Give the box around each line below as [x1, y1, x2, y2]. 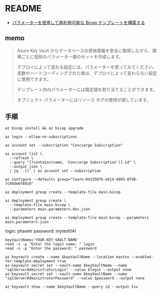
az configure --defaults [5, 177, 55, 182]
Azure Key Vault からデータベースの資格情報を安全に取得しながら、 [17, 47, 152, 54]
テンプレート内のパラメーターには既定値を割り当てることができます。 [17, 86, 157, 92]
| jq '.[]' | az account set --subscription [9, 168, 101, 173]
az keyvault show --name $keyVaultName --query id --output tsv [5, 284, 138, 289]
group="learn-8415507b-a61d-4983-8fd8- [57, 177, 138, 182]
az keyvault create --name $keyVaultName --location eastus [5, 254, 130, 259]
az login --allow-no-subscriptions [5, 134, 77, 139]
